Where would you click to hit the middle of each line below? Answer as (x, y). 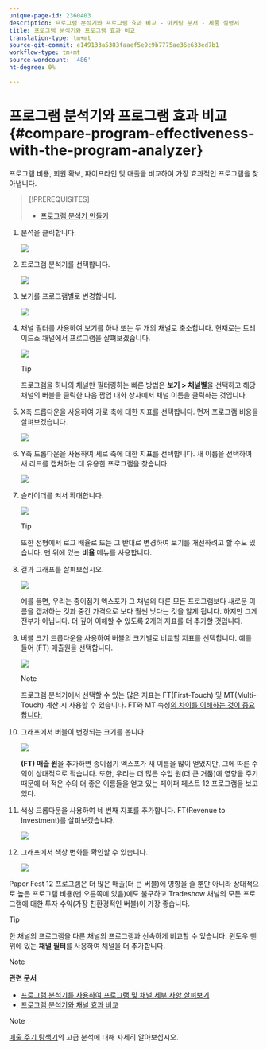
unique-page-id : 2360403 (50, 15)
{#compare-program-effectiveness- (132, 133)
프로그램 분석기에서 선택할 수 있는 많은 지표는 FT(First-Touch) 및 (121, 695)
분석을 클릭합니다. (48, 232)
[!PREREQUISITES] (59, 199)
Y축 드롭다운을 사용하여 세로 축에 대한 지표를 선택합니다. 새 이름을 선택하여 (136, 453)
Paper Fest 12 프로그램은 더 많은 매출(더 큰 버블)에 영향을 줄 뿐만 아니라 (120, 884)
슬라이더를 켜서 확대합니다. (62, 495)
